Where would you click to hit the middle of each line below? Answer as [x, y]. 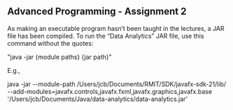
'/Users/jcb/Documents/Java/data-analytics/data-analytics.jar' [98, 99]
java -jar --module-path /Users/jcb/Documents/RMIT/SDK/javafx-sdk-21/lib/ [117, 84]
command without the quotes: [50, 43]
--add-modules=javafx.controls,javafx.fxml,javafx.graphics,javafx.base [110, 91]
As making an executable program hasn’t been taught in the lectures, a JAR [116, 28]
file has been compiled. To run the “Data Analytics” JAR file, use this [106, 36]
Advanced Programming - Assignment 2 [97, 12]
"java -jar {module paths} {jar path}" [59, 57]
